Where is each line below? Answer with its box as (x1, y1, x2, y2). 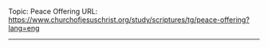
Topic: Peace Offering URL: (8, 7, 98, 16)
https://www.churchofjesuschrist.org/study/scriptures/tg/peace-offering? (8, 15, 250, 24)
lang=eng (8, 24, 40, 32)
